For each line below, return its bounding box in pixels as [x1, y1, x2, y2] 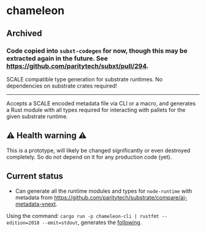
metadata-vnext [15, 200, 56, 208]
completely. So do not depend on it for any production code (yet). [6, 153, 172, 160]
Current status [6, 171, 63, 181]
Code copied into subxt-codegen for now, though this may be [6, 47, 188, 55]
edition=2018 [6, 220, 40, 226]
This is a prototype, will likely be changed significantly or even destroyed [6, 146, 191, 154]
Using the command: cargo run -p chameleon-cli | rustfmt [6, 212, 159, 219]
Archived [6, 28, 42, 39]
